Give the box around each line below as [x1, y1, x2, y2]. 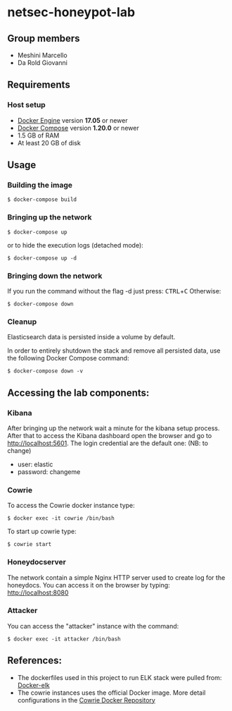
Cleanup [7, 317, 37, 327]
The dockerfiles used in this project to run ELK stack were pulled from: [17, 673, 222, 681]
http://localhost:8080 [7, 588, 69, 597]
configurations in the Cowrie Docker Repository [17, 695, 156, 704]
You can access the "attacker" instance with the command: [7, 621, 179, 630]
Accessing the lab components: [7, 387, 150, 399]
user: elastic [17, 460, 53, 468]
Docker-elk [17, 681, 51, 689]
